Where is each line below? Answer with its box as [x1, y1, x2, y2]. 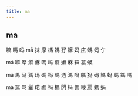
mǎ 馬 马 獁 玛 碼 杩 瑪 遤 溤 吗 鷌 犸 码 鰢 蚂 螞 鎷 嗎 [6, 71, 132, 78]
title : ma [6, 8, 31, 15]
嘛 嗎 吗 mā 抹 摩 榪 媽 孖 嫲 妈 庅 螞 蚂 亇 [6, 46, 106, 53]
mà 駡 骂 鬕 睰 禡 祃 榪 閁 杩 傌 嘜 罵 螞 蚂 [6, 84, 106, 91]
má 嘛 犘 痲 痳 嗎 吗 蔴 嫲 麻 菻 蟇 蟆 [6, 59, 93, 66]
